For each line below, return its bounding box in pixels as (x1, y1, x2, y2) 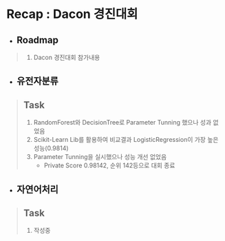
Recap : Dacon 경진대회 (6, 6, 138, 22)
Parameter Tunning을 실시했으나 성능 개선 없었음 (33, 153, 167, 161)
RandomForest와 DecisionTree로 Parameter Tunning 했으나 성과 (33, 118, 212, 127)
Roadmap (16, 34, 59, 45)
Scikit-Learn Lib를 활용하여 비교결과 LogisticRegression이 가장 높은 (33, 136, 219, 144)
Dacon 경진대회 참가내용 (33, 53, 100, 61)
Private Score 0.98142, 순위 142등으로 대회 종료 (43, 161, 175, 169)
